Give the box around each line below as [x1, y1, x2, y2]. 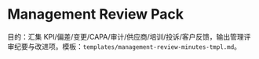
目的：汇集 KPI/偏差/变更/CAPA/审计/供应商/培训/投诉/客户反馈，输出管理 [7, 32, 244, 41]
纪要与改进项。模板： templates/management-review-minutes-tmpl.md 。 [13, 41, 241, 51]
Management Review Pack [7, 5, 184, 23]
